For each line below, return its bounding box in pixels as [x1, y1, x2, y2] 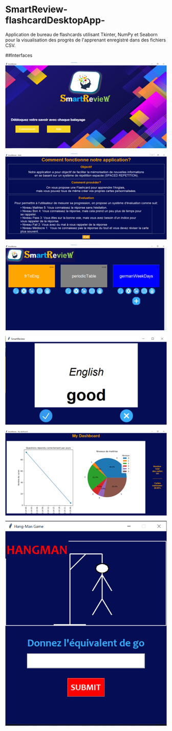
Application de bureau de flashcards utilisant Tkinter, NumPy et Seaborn [5, 31, 158, 37]
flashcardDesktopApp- [5, 14, 105, 26]
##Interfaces [5, 52, 33, 58]
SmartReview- [5, 4, 68, 15]
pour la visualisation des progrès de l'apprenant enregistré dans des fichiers [5, 37, 166, 43]
